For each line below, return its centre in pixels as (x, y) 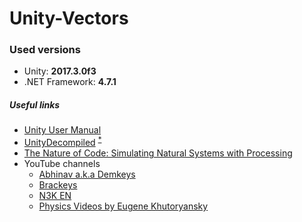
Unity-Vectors (69, 18)
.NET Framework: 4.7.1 (70, 82)
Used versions (45, 50)
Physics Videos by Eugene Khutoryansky (123, 206)
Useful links (35, 105)
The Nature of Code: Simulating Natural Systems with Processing (158, 153)
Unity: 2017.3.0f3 (60, 71)
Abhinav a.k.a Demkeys (87, 174)
